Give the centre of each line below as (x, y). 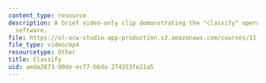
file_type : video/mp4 (44, 45)
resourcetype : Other (42, 52)
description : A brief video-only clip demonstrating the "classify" (123, 23)
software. (31, 30)
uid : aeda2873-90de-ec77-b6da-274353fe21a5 (81, 67)
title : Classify (35, 60)
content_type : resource (47, 15)
